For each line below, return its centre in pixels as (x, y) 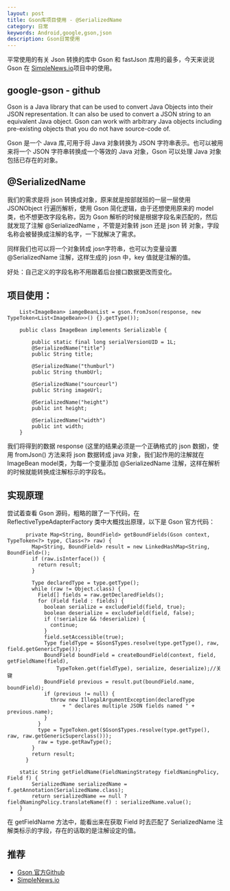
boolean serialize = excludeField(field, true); (115, 607)
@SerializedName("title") (69, 348)
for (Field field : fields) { (81, 601)
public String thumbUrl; (67, 372)
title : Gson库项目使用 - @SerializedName (65, 20)
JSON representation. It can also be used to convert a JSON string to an (109, 114)
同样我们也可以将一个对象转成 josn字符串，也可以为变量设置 (92, 248)
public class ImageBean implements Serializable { (93, 330)
